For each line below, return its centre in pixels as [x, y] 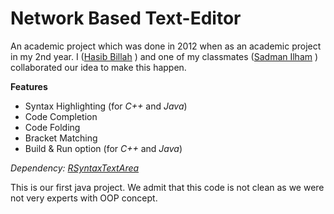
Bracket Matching [61, 138]
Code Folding [52, 127]
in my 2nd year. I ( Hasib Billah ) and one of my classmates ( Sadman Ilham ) [164, 56]
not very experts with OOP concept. [84, 198]
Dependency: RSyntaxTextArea [75, 168]
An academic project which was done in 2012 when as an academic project [166, 46]
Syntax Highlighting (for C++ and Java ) [106, 106]
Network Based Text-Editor [126, 18]
